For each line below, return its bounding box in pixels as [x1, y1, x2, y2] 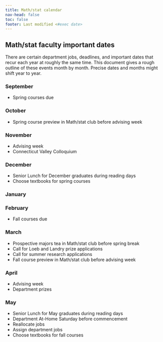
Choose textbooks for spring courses [12, 178, 91, 184]
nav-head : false [5, 12, 39, 17]
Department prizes [12, 286, 52, 293]
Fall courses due [12, 216, 48, 222]
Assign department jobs [12, 327, 63, 333]
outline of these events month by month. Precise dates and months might [5, 65, 158, 71]
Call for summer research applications [12, 251, 93, 257]
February [5, 205, 29, 212]
